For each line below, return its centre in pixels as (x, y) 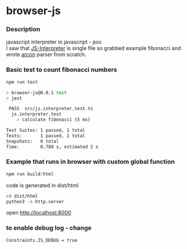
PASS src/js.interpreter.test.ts (51, 109)
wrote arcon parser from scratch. (46, 55)
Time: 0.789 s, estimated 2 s (52, 147)
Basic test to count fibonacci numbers (62, 70)
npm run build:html (30, 174)
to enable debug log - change (49, 228)
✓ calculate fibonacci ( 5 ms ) (54, 120)
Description (23, 29)
